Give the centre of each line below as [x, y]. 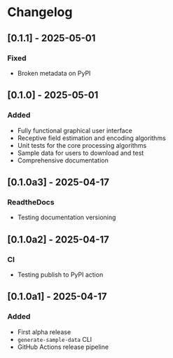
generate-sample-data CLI [55, 339]
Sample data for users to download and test [81, 153]
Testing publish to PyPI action [60, 275]
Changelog [40, 12]
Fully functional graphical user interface [75, 130]
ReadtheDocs [31, 202]
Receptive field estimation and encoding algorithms [91, 138]
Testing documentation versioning [67, 217]
